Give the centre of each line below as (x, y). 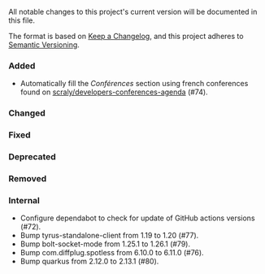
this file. (22, 20)
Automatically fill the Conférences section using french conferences (134, 84)
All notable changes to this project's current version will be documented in (133, 12)
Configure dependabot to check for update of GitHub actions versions (137, 218)
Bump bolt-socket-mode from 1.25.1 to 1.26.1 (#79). (105, 244)
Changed (27, 113)
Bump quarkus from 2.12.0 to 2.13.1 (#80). (89, 261)
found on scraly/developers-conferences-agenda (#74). (114, 92)
